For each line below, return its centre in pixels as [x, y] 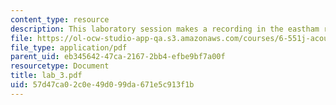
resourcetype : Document [60, 66]
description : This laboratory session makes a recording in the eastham [165, 29]
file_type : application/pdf [69, 47]
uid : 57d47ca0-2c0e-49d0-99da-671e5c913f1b [102, 85]
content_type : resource [60, 19]
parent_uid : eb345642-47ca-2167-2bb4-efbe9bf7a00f [118, 57]
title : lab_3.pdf [46, 76]
